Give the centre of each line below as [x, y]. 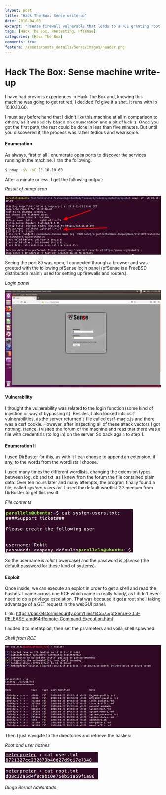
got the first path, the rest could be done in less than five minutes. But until [81, 127]
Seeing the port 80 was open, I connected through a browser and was [77, 262]
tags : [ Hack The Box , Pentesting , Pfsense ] [51, 31]
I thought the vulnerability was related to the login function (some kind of [79, 408]
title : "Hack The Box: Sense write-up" [46, 16]
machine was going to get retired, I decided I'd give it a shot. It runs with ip [81, 102]
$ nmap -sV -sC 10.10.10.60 [34, 170]
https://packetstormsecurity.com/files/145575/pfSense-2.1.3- [78, 614]
